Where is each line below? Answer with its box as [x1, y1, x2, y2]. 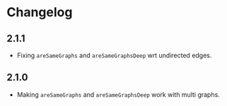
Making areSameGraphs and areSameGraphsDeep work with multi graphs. [16, 90, 220, 99]
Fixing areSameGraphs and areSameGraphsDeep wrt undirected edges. [16, 51, 212, 59]
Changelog [6, 4, 73, 20]
